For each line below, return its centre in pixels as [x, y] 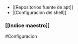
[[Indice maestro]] [27, 25]
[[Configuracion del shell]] [39, 12]
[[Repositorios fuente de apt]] [43, 7]
